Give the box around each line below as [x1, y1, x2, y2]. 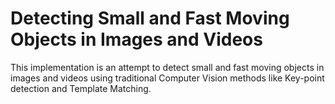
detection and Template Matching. [10, 82, 152, 94]
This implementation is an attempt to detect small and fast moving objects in [10, 61, 325, 73]
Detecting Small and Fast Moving [10, 7, 290, 30]
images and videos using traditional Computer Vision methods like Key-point [10, 72, 325, 84]
